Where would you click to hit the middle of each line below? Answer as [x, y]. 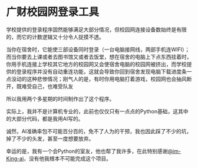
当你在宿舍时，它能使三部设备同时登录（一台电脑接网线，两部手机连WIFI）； [98, 49]
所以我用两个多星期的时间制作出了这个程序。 [60, 98]
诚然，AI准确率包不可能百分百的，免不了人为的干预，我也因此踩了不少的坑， [99, 131]
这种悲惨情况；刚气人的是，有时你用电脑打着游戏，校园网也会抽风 [106, 79]
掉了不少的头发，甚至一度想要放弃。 [50, 139]
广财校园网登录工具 [53, 12]
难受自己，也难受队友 [47, 86]
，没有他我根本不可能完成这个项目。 [67, 158]
